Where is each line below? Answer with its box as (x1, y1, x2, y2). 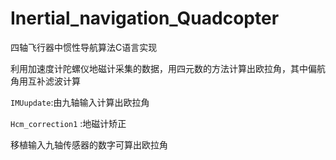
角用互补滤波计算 (10, 75, 81, 87)
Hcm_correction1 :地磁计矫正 (10, 117, 127, 129)
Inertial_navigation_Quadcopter (10, 7, 280, 30)
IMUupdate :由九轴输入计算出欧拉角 (10, 96, 150, 108)
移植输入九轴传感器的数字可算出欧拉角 (10, 138, 168, 151)
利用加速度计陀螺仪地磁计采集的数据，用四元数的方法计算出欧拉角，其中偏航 (10, 62, 326, 74)
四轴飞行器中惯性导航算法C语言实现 (10, 41, 158, 53)
